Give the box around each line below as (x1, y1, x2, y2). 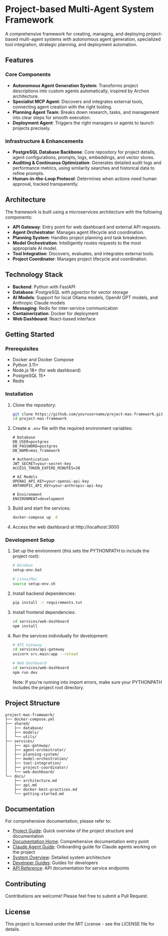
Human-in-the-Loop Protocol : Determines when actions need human (12, 176, 157, 182)
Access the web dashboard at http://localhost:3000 (12, 524, 119, 530)
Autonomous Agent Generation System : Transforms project (12, 82, 138, 88)
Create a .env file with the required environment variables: (12, 425, 133, 431)
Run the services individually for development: (12, 633, 109, 639)
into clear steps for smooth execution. (12, 114, 91, 120)
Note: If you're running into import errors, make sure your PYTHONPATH (12, 679, 162, 685)
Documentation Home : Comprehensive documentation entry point (12, 839, 149, 845)
